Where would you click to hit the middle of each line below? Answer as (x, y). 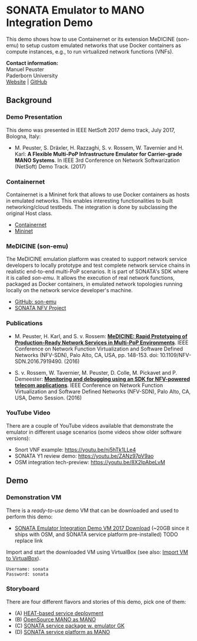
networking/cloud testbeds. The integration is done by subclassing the (92, 207)
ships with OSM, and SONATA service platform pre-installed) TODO (96, 534)
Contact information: (32, 63)
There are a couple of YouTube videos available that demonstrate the (90, 425)
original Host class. (29, 213)
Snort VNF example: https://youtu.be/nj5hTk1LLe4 (75, 450)
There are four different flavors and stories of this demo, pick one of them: (96, 602)
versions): (18, 438)
